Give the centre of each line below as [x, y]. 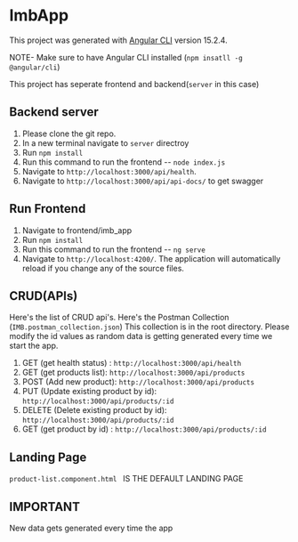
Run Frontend [48, 209]
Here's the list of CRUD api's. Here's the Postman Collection [119, 318]
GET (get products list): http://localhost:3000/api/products [133, 372]
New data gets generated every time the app [91, 528]
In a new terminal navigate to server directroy [105, 142]
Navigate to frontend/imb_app [77, 230]
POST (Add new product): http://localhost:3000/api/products [138, 382]
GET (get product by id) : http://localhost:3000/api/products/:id [144, 429]
